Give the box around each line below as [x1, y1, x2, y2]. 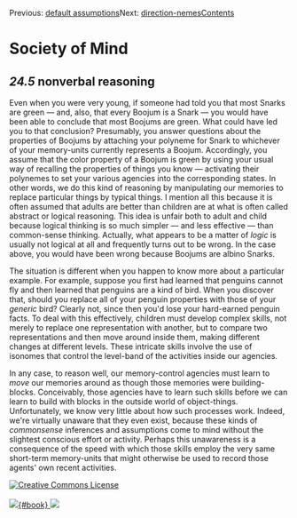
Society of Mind [9, 39, 129, 59]
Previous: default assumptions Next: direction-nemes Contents [9, 8, 235, 18]
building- [231, 378, 265, 387]
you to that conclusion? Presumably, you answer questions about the [9, 126, 262, 136]
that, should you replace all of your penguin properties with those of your [9, 294, 277, 305]
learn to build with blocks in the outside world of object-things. [9, 396, 238, 407]
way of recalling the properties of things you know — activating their [9, 163, 260, 174]
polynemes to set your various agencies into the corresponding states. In [9, 173, 277, 183]
